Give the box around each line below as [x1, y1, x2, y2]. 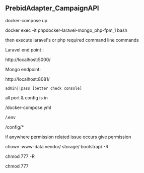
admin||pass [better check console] [5, 86, 82, 91]
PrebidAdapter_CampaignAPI [5, 4, 99, 13]
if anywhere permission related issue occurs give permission [5, 134, 131, 140]
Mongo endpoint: [5, 66, 41, 72]
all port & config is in [5, 94, 48, 100]
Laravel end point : [5, 46, 44, 52]
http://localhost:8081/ [5, 76, 50, 82]
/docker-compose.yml [5, 104, 51, 110]
